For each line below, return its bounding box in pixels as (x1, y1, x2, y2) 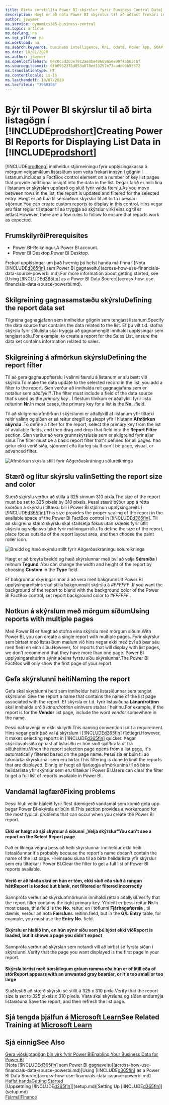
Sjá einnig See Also (5, 1038, 65, 1047)
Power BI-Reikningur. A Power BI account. (12, 245, 99, 251)
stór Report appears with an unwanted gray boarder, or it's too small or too (5, 971, 163, 977)
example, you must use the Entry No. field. (5, 915, 94, 921)
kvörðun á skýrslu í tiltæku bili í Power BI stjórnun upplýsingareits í (5, 504, 142, 510)
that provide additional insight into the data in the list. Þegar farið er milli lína (5, 179, 162, 185)
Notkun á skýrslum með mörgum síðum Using (5, 607, 150, 615)
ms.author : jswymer (5, 54, 46, 59)
